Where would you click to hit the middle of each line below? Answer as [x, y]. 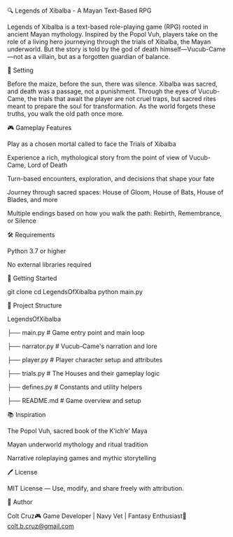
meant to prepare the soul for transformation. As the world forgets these [111, 106]
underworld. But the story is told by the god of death [83, 49]
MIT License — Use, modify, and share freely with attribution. [96, 488]
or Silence [22, 221]
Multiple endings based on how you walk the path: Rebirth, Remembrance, [115, 213]
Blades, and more [33, 200]
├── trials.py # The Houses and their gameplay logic [84, 373]
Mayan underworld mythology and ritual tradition [78, 444]
